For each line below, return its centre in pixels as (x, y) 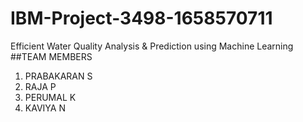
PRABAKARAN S (58, 76)
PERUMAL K (50, 97)
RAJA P (40, 86)
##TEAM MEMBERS (51, 56)
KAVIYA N (45, 108)
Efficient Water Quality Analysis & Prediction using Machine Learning (152, 46)
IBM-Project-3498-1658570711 (141, 18)
